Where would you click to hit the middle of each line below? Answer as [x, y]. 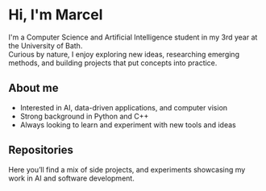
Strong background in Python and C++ [84, 116]
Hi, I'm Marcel [56, 15]
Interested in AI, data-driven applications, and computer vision [124, 107]
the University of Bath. [46, 45]
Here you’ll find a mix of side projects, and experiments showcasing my [127, 169]
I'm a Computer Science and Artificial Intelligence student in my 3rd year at [133, 37]
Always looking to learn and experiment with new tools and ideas [128, 125]
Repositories [41, 150]
